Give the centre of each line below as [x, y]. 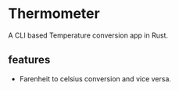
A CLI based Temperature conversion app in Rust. [88, 35]
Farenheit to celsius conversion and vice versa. [95, 78]
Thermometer [54, 14]
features [29, 60]
